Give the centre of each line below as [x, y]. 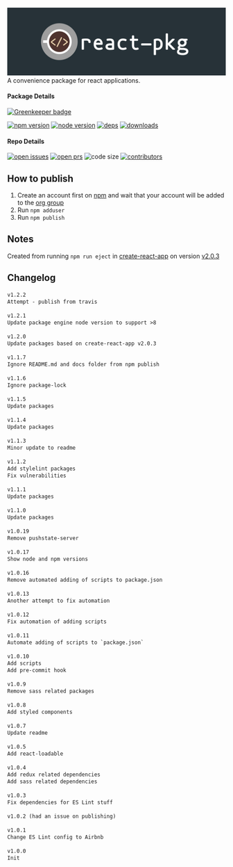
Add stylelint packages [42, 469]
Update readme [28, 733]
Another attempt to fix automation [59, 601]
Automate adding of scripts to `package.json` [76, 642]
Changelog [32, 278]
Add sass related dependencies [52, 781]
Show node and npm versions [48, 559]
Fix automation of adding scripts [57, 622]
